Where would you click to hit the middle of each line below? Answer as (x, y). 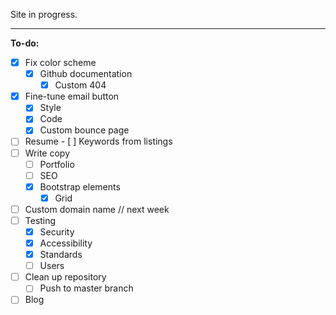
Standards (61, 255)
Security (57, 231)
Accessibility (66, 243)
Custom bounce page (84, 130)
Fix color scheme (60, 62)
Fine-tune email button (72, 96)
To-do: (25, 43)
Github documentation (86, 74)
